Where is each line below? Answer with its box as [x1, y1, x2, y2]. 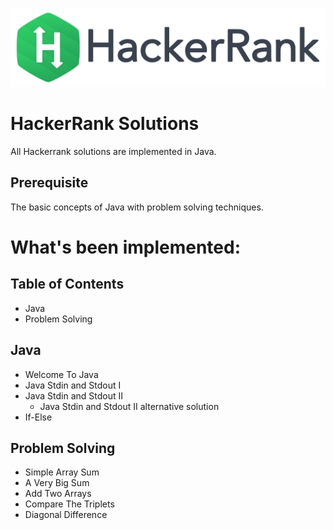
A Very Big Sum [24, 477, 90, 489]
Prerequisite [10, 174, 89, 192]
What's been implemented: [10, 236, 242, 258]
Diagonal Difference [24, 509, 108, 521]
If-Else [24, 411, 53, 423]
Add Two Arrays [24, 488, 92, 500]
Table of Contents [10, 276, 125, 293]
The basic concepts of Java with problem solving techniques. [10, 201, 264, 213]
